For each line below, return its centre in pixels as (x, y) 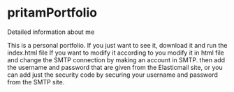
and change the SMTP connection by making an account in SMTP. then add (116, 59)
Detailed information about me (51, 32)
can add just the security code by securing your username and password (113, 75)
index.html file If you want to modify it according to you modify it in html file (116, 53)
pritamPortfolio (52, 13)
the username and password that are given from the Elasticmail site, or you (115, 67)
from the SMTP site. (36, 82)
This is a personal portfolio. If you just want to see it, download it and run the (118, 45)
